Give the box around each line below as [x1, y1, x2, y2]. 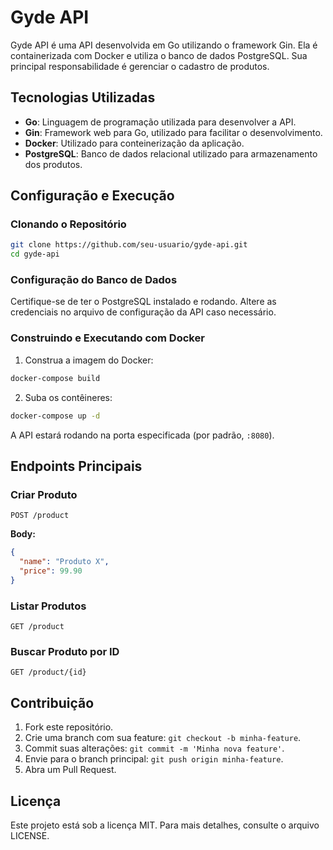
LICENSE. [10, 829, 50, 841]
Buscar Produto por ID [10, 644, 120, 658]
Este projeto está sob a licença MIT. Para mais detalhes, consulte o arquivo [10, 819, 320, 831]
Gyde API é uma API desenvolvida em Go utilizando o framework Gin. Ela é [10, 39, 318, 51]
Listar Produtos [10, 599, 87, 613]
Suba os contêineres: [24, 391, 113, 403]
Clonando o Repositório [10, 217, 127, 231]
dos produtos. [24, 158, 83, 170]
